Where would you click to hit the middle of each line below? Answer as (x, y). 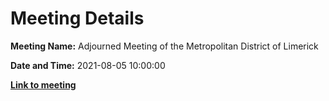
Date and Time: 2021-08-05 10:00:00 (88, 65)
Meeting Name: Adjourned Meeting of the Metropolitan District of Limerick (164, 46)
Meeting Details (77, 18)
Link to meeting (43, 84)
